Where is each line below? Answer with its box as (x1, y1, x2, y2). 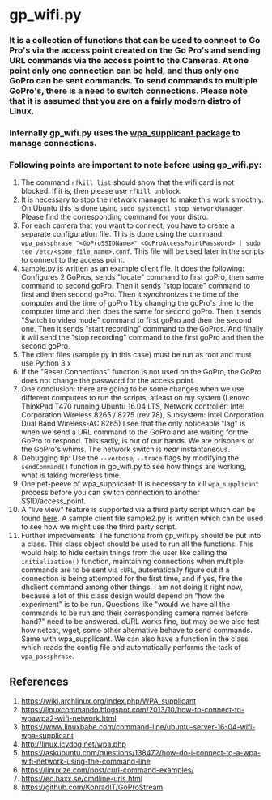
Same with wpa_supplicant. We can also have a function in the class (20, 634, 249, 644)
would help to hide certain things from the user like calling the (20, 548, 227, 558)
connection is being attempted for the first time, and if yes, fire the (20, 574, 243, 584)
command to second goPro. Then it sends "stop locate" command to (20, 281, 250, 291)
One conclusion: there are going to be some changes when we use (20, 384, 245, 394)
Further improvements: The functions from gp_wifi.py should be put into (20, 531, 261, 541)
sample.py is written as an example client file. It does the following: (20, 263, 245, 273)
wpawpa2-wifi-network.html (20, 713, 117, 723)
